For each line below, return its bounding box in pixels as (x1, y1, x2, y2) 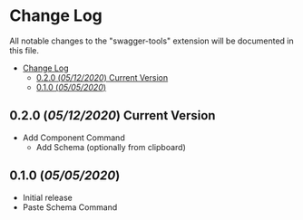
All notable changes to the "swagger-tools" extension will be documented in (9, 35, 295, 46)
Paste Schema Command (22, 201, 118, 213)
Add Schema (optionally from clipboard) (35, 141, 186, 152)
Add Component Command (22, 132, 125, 143)
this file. (9, 44, 39, 55)
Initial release (22, 192, 73, 203)
